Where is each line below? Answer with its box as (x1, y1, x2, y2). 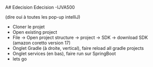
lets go (12, 56, 27, 62)
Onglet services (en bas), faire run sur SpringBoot (12, 50, 116, 56)
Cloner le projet (12, 24, 45, 30)
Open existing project (12, 29, 57, 35)
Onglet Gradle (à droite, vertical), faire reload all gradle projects (12, 45, 144, 51)
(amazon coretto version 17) (12, 40, 71, 46)
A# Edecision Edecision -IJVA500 (5, 5, 75, 10)
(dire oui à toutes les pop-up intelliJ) (5, 14, 81, 20)
